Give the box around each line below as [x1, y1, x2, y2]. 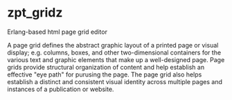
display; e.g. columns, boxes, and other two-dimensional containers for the [7, 48, 222, 57]
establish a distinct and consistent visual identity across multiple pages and [7, 77, 223, 86]
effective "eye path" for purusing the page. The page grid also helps [7, 70, 202, 79]
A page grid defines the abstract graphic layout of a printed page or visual [7, 41, 219, 49]
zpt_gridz [7, 5, 63, 21]
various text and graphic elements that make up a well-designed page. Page [7, 55, 225, 63]
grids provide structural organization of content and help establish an [7, 63, 205, 71]
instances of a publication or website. [7, 85, 114, 93]
